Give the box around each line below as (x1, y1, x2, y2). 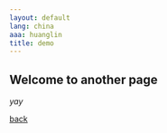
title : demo (9, 38, 54, 48)
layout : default (9, 13, 70, 23)
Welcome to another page (9, 71, 158, 87)
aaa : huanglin (9, 30, 63, 39)
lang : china (9, 22, 54, 31)
